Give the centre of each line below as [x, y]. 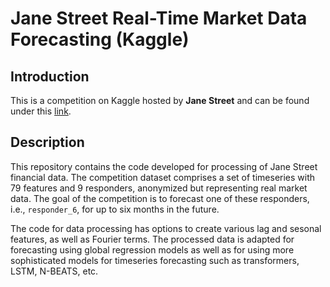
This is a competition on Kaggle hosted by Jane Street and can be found [160, 100]
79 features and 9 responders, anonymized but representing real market [159, 188]
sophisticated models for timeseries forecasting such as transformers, [155, 260]
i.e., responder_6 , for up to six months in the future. [115, 209]
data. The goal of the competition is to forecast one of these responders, [160, 198]
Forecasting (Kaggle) [100, 39]
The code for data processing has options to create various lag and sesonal [166, 228]
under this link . [41, 111]
